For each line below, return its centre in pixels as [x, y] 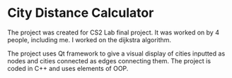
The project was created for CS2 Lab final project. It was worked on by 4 [113, 32]
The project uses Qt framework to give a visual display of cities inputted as [116, 53]
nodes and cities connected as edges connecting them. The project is [109, 60]
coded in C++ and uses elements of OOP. [68, 68]
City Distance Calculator [81, 13]
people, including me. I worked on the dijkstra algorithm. [89, 39]
